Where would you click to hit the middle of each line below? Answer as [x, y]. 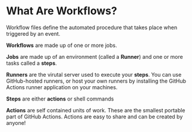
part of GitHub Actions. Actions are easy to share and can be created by [95, 117]
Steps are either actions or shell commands [60, 99]
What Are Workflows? [62, 11]
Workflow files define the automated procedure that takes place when [92, 27]
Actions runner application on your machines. [62, 87]
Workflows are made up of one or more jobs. [62, 45]
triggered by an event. [33, 33]
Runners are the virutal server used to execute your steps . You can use [94, 74]
